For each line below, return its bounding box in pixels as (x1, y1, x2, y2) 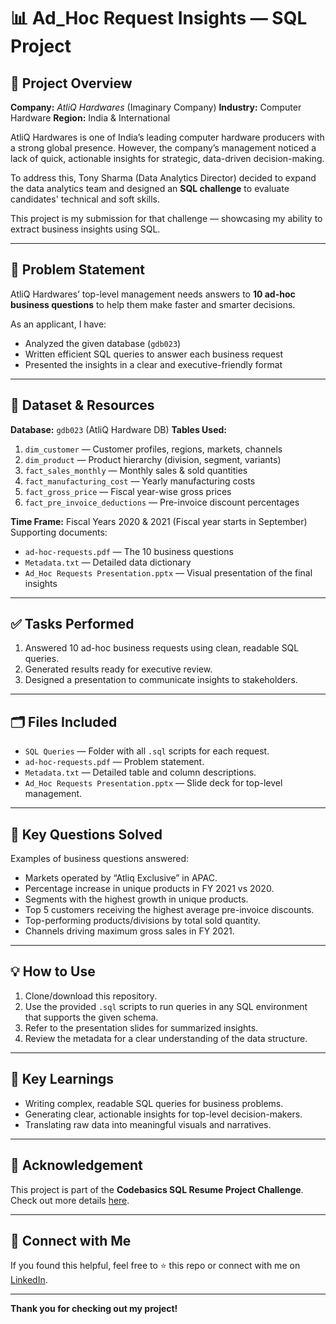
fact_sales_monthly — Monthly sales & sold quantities (24, 464, 248, 476)
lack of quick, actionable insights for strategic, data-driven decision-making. (10, 153, 325, 164)
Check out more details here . (10, 1194, 130, 1206)
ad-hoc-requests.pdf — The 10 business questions (24, 545, 234, 557)
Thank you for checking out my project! (10, 1303, 178, 1315)
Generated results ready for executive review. (24, 663, 213, 675)
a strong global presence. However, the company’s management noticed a (10, 142, 317, 154)
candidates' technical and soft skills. (10, 193, 160, 205)
